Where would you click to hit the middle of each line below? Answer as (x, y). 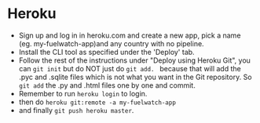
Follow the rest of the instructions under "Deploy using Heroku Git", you (134, 60)
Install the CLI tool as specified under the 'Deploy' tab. (106, 52)
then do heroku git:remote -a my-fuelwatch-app (97, 102)
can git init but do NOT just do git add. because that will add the (130, 68)
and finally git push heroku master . (76, 110)
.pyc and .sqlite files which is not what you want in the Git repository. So (135, 77)
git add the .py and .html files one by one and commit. (107, 85)
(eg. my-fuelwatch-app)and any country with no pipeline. (112, 43)
